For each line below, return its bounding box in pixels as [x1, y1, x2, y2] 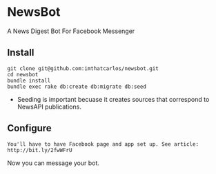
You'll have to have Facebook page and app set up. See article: [7, 140, 199, 148]
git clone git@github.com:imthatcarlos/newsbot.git [7, 65, 159, 72]
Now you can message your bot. [7, 159, 100, 167]
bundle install [7, 77, 51, 84]
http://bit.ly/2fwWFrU [7, 146, 72, 153]
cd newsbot [7, 71, 39, 78]
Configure [7, 122, 52, 134]
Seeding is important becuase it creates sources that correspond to [17, 95, 210, 103]
